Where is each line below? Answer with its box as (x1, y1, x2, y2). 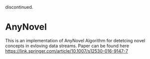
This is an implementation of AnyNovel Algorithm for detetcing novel (5, 37, 146, 43)
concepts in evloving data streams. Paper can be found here (5, 43, 130, 49)
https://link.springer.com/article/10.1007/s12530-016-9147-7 (5, 48, 129, 54)
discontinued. (5, 4, 33, 10)
